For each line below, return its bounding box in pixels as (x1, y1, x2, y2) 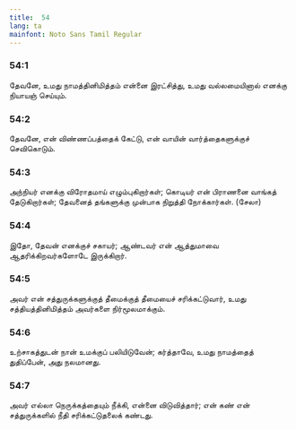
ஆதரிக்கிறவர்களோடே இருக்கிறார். (9, 250, 127, 261)
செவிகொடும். (9, 142, 56, 153)
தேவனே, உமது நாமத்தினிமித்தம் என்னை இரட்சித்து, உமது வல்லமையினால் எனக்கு (9, 80, 287, 90)
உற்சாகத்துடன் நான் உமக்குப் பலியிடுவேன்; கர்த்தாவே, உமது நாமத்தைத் (9, 347, 254, 357)
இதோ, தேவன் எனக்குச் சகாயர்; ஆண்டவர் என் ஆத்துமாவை (9, 239, 220, 251)
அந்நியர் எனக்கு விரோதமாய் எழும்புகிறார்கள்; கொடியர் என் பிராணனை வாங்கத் (9, 186, 277, 197)
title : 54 (9, 13, 50, 22)
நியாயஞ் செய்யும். (9, 90, 67, 100)
